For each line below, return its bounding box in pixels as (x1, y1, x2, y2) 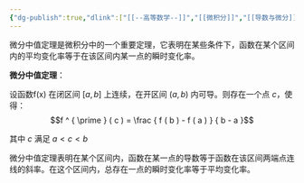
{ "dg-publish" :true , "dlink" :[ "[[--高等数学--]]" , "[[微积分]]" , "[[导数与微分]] (9, 13, 297, 23)
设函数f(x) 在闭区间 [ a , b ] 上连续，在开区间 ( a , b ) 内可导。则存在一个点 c (9, 88, 278, 99)
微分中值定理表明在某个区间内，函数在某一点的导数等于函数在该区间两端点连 (9, 152, 295, 163)
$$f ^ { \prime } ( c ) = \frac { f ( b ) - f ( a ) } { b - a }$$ (49, 114, 255, 125)
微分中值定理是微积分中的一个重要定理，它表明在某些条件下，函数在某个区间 (9, 39, 295, 50)
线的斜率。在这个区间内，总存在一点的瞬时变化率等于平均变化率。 (9, 163, 255, 174)
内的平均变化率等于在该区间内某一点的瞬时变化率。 (9, 50, 200, 61)
